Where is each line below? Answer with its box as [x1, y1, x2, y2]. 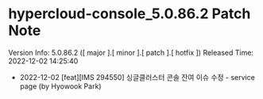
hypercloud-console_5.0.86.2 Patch [8, 5, 251, 23]
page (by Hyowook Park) [19, 81, 102, 91]
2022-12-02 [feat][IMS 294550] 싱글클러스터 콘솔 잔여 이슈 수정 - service [19, 72, 256, 82]
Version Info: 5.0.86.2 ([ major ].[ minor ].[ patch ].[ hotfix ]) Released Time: [8, 48, 254, 57]
